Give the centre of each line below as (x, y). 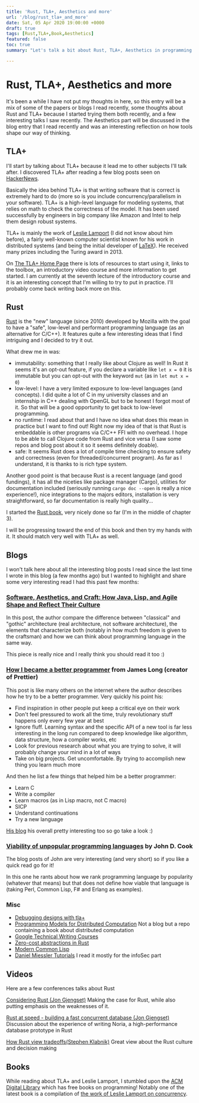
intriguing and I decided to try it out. (50, 340)
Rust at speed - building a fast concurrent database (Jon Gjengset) (88, 1018)
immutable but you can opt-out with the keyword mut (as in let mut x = (102, 376)
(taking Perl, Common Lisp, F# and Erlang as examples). (75, 889)
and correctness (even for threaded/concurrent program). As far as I (98, 458)
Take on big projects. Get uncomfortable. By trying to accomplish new (100, 758)
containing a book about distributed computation (74, 930)
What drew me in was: (33, 352)
